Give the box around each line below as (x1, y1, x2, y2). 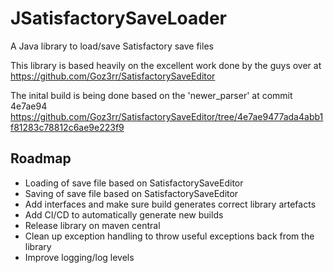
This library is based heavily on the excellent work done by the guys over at (10, 59, 322, 71)
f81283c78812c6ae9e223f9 (10, 121, 125, 133)
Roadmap (10, 150, 72, 167)
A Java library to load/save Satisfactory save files (10, 40, 214, 52)
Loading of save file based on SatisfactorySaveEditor (24, 177, 244, 189)
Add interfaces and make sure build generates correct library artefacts (24, 198, 317, 210)
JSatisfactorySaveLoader (10, 7, 227, 30)
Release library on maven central (24, 219, 161, 231)
